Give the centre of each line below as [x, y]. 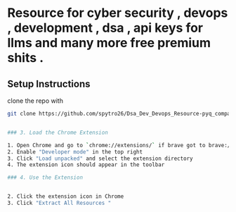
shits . [26, 58]
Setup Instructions [49, 83]
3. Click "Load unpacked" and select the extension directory [100, 158]
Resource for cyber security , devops [118, 13]
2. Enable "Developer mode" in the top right [75, 152]
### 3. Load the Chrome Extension [58, 132]
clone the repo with [35, 101]
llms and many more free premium [109, 43]
